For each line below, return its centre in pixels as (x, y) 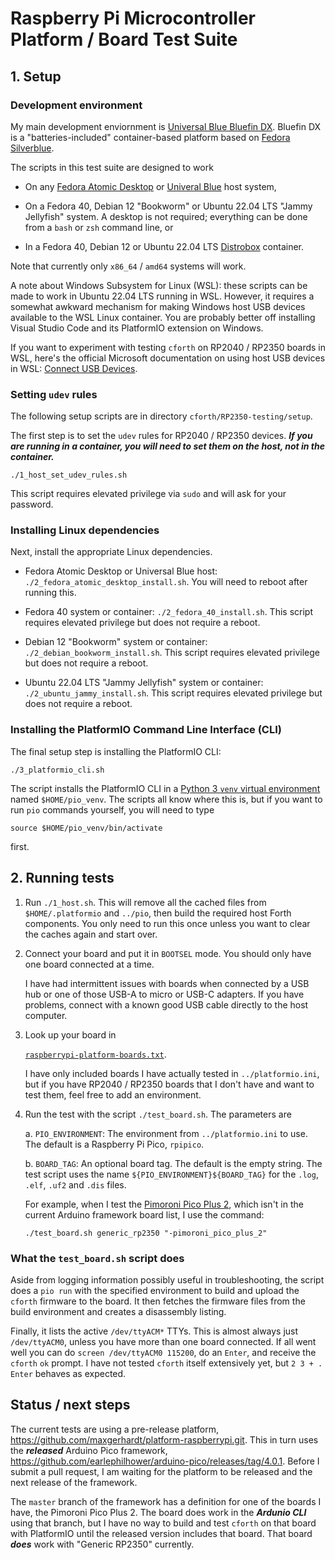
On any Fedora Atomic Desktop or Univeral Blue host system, (150, 186)
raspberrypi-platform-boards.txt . (95, 1054)
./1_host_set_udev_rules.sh (69, 475)
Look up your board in (70, 1034)
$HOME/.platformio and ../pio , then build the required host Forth (158, 913)
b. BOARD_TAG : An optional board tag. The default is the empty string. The (173, 1163)
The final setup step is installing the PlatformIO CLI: (116, 751)
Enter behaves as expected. (68, 1373)
